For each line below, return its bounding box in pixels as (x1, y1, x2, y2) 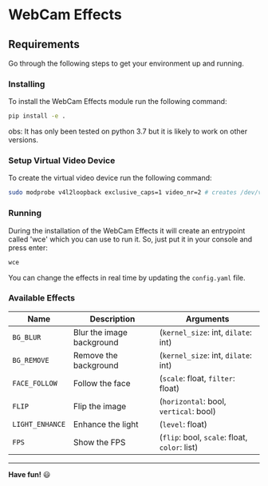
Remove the (73, 349, 118, 361)
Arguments (186, 313, 230, 325)
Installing (8, 78, 45, 90)
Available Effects (8, 293, 76, 304)
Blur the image (73, 326, 128, 337)
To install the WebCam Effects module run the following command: (8, 97, 227, 106)
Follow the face (73, 377, 131, 388)
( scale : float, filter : (159, 372, 235, 384)
